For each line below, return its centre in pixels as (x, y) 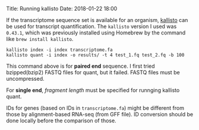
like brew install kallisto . (40, 39)
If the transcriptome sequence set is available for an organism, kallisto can (97, 20)
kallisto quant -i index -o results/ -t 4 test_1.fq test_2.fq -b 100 (95, 55)
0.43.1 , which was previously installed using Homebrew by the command (96, 33)
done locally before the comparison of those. (61, 121)
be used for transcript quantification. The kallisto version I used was (91, 26)
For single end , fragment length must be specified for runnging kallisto (93, 90)
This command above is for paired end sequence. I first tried (81, 66)
